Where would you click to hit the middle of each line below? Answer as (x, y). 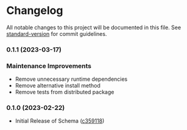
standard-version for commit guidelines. (57, 33)
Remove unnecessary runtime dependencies (71, 79)
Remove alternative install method (58, 86)
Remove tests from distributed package (65, 92)
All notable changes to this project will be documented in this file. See (94, 27)
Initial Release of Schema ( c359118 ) (60, 121)
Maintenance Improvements (49, 66)
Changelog (35, 11)
